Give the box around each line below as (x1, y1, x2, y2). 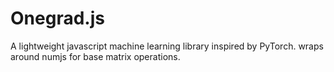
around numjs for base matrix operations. (10, 50, 181, 62)
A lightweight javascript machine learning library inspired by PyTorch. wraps (10, 40, 324, 52)
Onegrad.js (10, 7, 105, 30)
